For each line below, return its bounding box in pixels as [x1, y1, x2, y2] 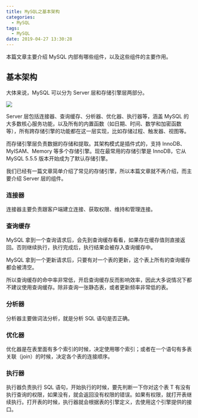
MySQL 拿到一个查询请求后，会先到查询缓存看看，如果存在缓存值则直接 [6, 236, 181, 243]
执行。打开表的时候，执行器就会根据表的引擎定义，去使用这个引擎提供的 [11, 398, 187, 406]
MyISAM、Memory [6, 147, 52, 155]
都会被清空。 [6, 264, 37, 271]
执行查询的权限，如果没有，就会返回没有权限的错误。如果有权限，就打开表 [6, 391, 187, 398]
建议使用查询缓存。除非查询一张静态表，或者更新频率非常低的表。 [11, 284, 171, 291]
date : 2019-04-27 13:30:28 [6, 36, 72, 42]
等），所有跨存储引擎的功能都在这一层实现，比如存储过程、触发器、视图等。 [6, 127, 190, 134]
